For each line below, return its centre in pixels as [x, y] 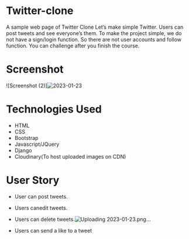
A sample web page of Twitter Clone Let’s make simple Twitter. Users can [95, 27]
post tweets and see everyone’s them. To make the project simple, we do [94, 33]
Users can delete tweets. [44, 219]
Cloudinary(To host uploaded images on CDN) [70, 156]
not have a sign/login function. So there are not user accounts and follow [94, 39]
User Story [33, 180]
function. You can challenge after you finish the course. [73, 46]
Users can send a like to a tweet [53, 230]
